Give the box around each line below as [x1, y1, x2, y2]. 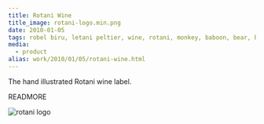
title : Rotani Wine [8, 11, 72, 20]
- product [15, 48, 47, 56]
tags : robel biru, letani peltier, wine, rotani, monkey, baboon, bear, [8, 33, 251, 42]
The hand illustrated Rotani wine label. [8, 76, 132, 86]
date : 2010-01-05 [8, 26, 65, 34]
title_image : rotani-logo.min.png [8, 19, 122, 27]
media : [8, 41, 30, 49]
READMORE [8, 92, 47, 101]
